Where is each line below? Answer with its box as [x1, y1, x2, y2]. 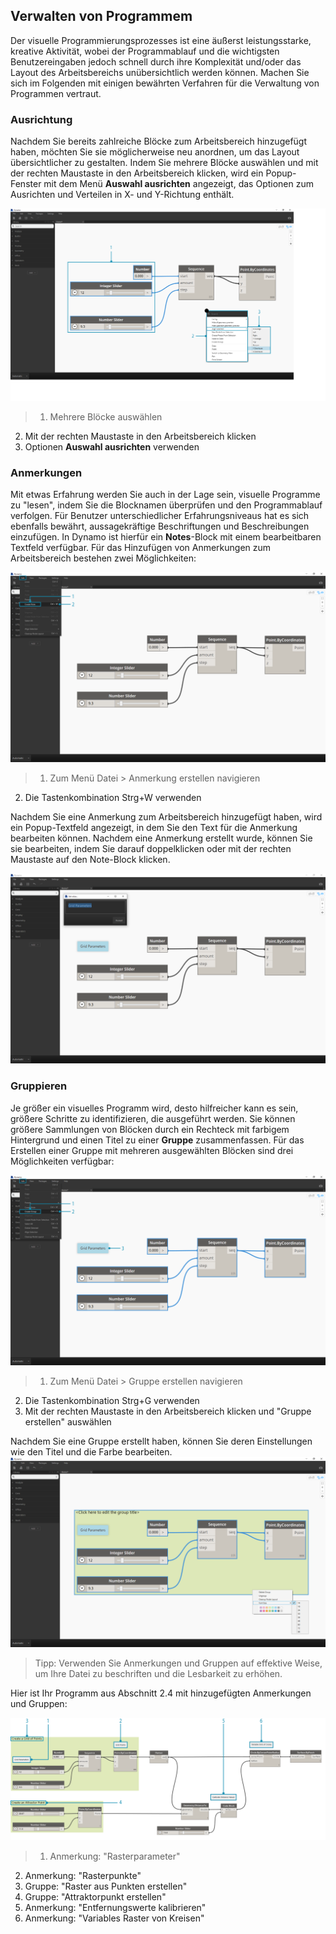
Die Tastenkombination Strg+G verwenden [24, 1394, 200, 1406]
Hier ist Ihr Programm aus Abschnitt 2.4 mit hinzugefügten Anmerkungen [10, 1687, 312, 1699]
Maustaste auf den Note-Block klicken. [10, 854, 171, 866]
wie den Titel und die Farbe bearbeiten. [10, 1445, 173, 1458]
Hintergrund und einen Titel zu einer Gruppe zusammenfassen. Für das [10, 1134, 305, 1146]
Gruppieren [10, 1079, 68, 1093]
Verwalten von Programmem [10, 8, 193, 25]
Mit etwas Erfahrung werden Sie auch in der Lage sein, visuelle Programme [10, 489, 321, 501]
